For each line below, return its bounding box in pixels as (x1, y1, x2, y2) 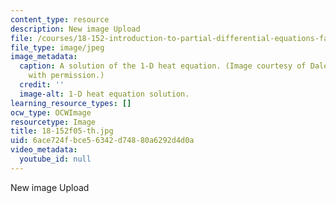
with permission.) (28, 71, 105, 81)
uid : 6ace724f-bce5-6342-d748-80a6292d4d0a (10, 136, 195, 146)
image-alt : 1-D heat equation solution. (19, 89, 190, 99)
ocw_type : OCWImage (10, 107, 92, 118)
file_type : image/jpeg (10, 42, 105, 53)
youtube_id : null (19, 154, 92, 164)
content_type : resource (10, 14, 110, 25)
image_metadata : (10, 52, 78, 62)
